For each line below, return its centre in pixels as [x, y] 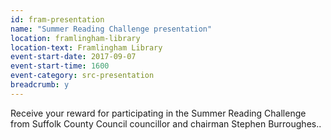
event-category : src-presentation [82, 76]
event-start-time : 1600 [60, 66]
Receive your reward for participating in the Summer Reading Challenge [158, 113]
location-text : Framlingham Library [86, 47]
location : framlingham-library [75, 38]
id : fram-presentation [57, 19]
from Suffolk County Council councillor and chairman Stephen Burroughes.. [166, 123]
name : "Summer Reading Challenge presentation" [111, 29]
